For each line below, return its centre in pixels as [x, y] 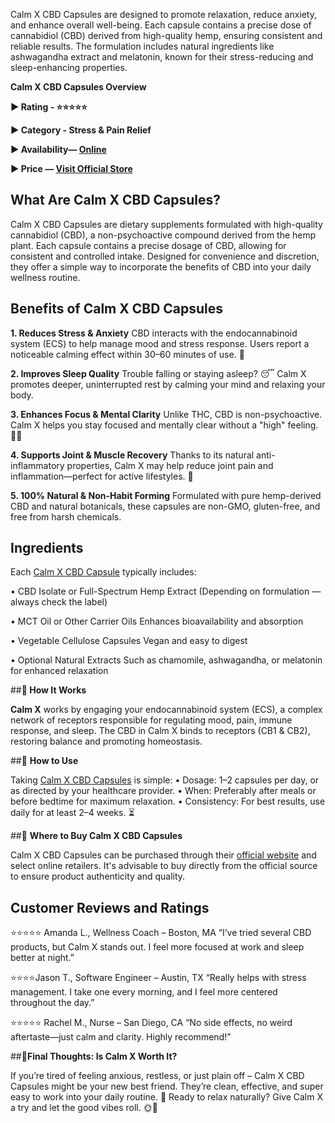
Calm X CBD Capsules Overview [78, 87]
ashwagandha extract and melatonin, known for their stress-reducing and [162, 57]
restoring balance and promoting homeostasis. [106, 741]
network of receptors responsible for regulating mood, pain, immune [151, 720]
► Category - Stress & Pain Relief [81, 130]
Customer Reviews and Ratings [110, 907]
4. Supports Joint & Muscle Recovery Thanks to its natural [132, 455]
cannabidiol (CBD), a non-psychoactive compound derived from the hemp [163, 235]
